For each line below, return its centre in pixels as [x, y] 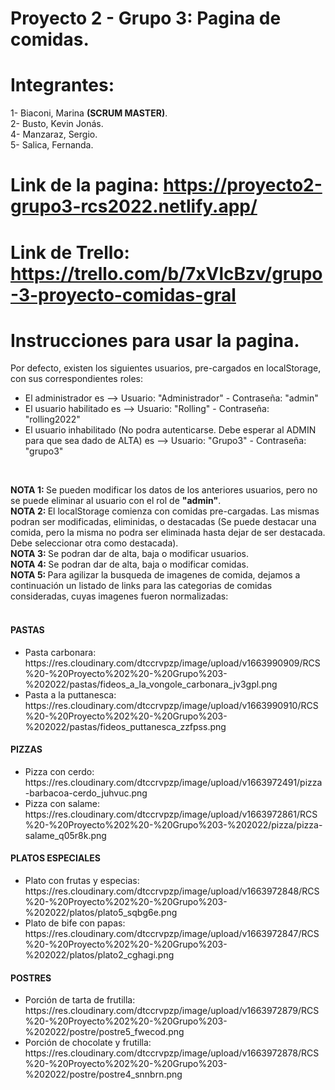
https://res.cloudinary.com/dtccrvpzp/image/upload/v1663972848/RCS [172, 891]
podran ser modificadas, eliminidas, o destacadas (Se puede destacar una [163, 522]
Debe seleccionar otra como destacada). [94, 543]
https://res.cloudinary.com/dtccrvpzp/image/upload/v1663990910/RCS [171, 705]
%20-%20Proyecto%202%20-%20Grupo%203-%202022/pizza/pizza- [173, 824]
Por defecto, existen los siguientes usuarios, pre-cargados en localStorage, [166, 368]
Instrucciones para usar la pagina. [155, 340]
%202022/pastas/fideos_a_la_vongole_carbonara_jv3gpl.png [151, 684]
